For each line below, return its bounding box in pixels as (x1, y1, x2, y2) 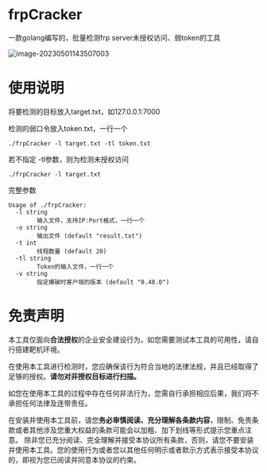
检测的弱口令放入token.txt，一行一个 (8, 123, 128, 133)
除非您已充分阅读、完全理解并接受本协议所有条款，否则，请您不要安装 (23, 435, 254, 444)
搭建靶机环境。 (14, 344, 64, 354)
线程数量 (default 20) (37, 247, 107, 255)
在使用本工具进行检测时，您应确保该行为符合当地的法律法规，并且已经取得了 (8, 362, 259, 371)
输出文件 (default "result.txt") (37, 232, 143, 240)
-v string (15, 269, 48, 277)
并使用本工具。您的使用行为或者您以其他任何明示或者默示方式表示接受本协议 (8, 445, 259, 455)
